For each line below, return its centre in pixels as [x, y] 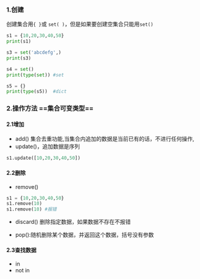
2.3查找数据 [21, 250]
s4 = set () [20, 69]
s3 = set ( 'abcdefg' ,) [34, 53]
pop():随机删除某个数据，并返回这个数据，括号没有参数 [84, 235]
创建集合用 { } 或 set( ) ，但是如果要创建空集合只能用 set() [80, 24]
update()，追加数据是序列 [47, 147]
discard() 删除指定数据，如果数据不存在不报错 [73, 222]
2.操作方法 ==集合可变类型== [50, 108]
